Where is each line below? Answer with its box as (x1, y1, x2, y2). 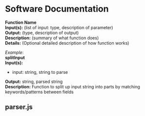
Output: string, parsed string (5, 79, 63, 84)
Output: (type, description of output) (5, 30, 79, 35)
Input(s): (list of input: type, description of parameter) (5, 24, 113, 30)
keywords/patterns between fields (5, 89, 74, 95)
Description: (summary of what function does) (5, 35, 99, 41)
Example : (5, 50, 24, 55)
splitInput (5, 54, 25, 60)
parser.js (5, 103, 33, 111)
